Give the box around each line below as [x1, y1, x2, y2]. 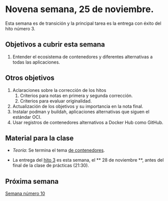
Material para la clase [5, 134, 74, 142]
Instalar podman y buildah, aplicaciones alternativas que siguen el [12, 109, 150, 115]
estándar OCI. [12, 114, 42, 120]
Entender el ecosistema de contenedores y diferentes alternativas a [12, 54, 153, 60]
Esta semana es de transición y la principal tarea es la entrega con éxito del [5, 20, 162, 26]
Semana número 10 [5, 190, 45, 196]
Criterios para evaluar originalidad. [20, 97, 92, 104]
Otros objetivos [5, 74, 55, 82]
